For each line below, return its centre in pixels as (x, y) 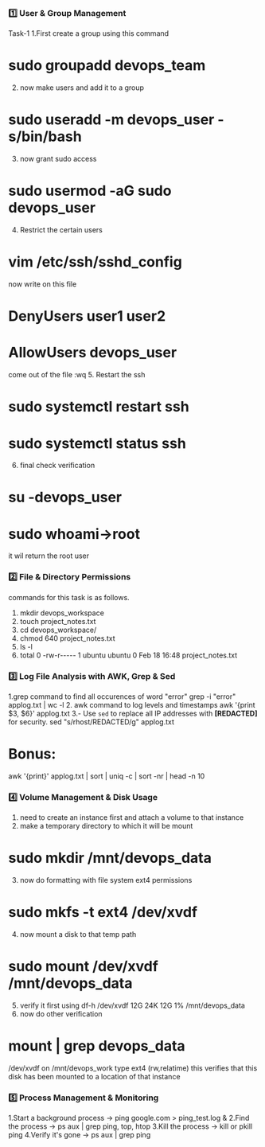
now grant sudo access (58, 159)
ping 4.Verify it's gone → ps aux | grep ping (80, 1135)
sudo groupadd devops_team (107, 66)
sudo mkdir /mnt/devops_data (110, 858)
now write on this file (43, 284)
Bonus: (32, 754)
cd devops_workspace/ (58, 630)
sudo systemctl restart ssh (99, 407)
